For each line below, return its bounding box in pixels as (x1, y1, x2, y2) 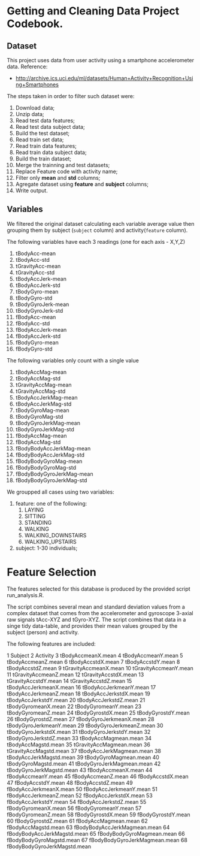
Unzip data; (15, 111, 44, 117)
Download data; (15, 104, 55, 111)
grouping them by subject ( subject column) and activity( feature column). (7, 226, 188, 234)
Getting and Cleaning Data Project (7, 4, 180, 18)
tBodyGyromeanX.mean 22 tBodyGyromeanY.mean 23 (7, 703, 142, 710)
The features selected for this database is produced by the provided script (7, 585, 190, 592)
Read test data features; (15, 117, 75, 124)
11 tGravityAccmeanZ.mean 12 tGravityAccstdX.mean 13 (7, 671, 144, 678)
